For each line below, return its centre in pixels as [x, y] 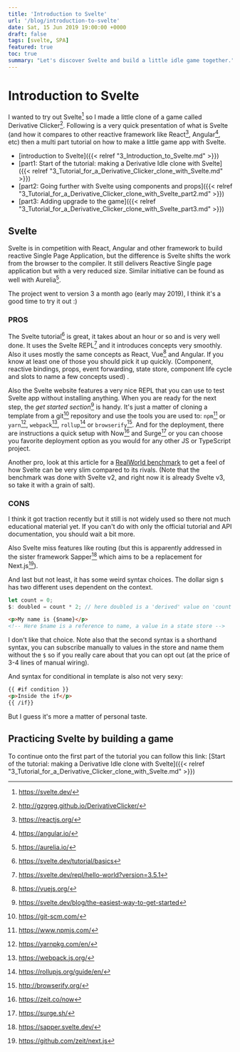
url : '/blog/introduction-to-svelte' [64, 21]
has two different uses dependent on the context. [80, 587]
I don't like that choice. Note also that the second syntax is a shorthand [112, 640]
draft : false [27, 34]
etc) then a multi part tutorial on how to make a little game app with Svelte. [117, 142]
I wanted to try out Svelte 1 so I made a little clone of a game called [105, 116]
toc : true [23, 54]
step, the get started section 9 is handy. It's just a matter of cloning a [108, 406]
